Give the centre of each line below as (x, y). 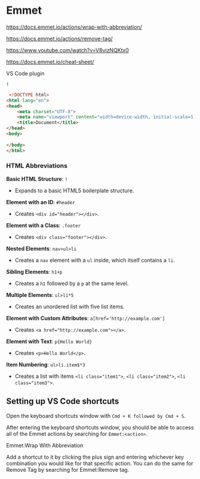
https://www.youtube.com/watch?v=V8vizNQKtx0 (68, 50)
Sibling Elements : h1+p (34, 272)
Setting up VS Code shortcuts (63, 401)
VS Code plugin (25, 73)
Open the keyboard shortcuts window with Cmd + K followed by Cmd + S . (96, 416)
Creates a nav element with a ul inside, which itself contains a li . (95, 260)
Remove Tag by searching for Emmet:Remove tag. (68, 469)
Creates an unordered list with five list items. (70, 307)
